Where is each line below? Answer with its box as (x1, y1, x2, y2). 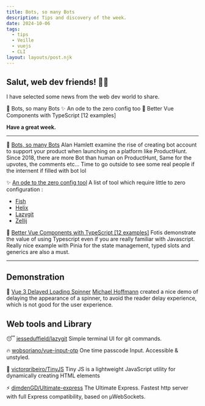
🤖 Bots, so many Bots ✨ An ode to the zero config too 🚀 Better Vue (6, 105, 174, 112)
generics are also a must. (6, 248, 70, 256)
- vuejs (12, 43, 32, 49)
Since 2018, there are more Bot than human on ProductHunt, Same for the (6, 154, 192, 162)
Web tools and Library (6, 319, 92, 329)
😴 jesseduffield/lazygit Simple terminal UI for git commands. (6, 335, 162, 343)
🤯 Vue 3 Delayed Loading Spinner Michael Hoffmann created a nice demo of (6, 288, 198, 295)
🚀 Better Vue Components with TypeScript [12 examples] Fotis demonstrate (6, 229, 196, 236)
